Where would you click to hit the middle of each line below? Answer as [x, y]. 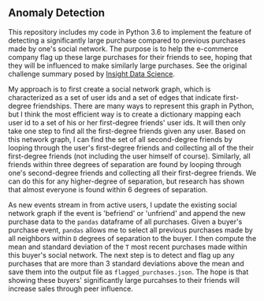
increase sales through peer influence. [71, 288]
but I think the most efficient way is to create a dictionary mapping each [125, 114]
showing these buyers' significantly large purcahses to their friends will [124, 280]
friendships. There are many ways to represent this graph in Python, [143, 106]
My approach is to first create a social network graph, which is [110, 89]
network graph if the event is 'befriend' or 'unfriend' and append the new [127, 213]
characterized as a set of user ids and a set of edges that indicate [115, 97]
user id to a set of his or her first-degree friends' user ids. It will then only [127, 122]
